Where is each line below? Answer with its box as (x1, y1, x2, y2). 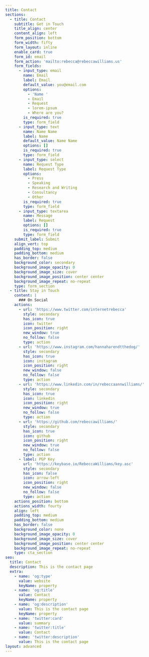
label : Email (23, 78, 51, 83)
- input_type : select (18, 157, 64, 162)
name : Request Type (23, 162, 64, 167)
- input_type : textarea (18, 208, 69, 214)
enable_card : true (14, 49, 53, 54)
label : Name (23, 134, 49, 139)
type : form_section (14, 283, 55, 288)
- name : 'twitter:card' (14, 616, 64, 621)
